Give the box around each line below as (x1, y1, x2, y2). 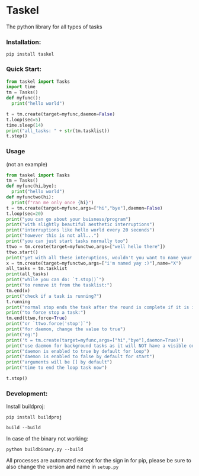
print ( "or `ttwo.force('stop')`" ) (6, 321, 92, 327)
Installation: (6, 38, 41, 46)
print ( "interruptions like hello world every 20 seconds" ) (6, 227, 155, 233)
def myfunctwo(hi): (6, 194, 54, 200)
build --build (6, 424, 41, 431)
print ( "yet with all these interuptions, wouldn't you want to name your (6, 255, 192, 260)
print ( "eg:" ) (6, 332, 38, 337)
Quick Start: (6, 65, 42, 73)
